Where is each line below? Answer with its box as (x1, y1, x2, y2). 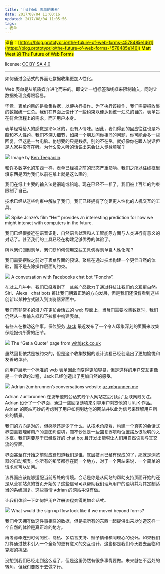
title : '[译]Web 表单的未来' (5, 7, 60, 12)
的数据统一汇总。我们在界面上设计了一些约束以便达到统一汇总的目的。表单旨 (5, 109, 160, 115)
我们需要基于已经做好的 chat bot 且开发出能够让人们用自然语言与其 (18, 435, 154, 441)
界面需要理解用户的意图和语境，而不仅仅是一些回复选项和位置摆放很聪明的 (5, 429, 156, 435)
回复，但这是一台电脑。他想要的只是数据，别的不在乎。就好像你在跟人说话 (5, 138, 156, 144)
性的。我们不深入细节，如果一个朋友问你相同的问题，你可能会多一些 (22, 132, 160, 138)
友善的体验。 (5, 357, 31, 362)
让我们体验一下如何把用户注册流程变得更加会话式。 (5, 498, 109, 503)
